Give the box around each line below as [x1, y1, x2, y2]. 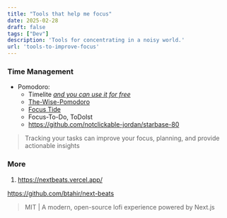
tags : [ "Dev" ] [7, 30, 50, 38]
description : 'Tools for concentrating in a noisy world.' [7, 37, 185, 44]
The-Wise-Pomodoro [28, 98, 91, 106]
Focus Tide [28, 105, 62, 114]
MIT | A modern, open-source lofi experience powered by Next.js [24, 202, 215, 211]
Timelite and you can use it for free [28, 90, 131, 99]
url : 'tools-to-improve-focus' [7, 43, 100, 50]
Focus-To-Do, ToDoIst [28, 113, 93, 121]
